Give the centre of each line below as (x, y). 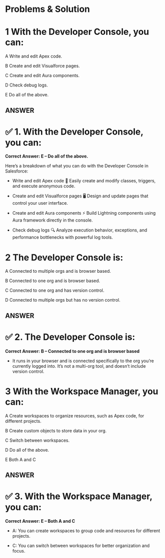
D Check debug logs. (27, 85)
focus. (19, 551)
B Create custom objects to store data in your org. (56, 430)
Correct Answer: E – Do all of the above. (47, 156)
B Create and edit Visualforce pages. (42, 66)
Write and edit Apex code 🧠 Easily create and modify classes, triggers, (84, 181)
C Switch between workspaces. (38, 440)
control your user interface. (40, 203)
